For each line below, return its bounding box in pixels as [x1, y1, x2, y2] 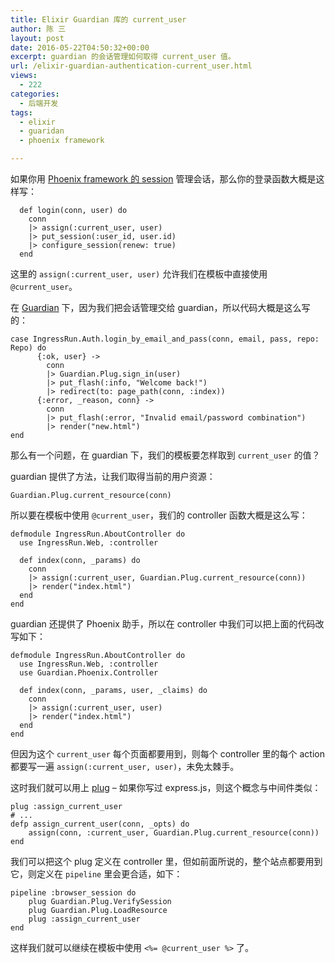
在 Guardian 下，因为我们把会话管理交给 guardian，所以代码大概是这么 [10, 302, 302, 313]
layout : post [10, 33, 65, 43]
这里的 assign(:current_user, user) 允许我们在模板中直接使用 [10, 268, 268, 280]
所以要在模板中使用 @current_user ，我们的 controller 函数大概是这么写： [10, 509, 308, 521]
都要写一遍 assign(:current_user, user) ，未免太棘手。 [10, 761, 240, 772]
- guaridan [19, 126, 65, 136]
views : [10, 71, 38, 81]
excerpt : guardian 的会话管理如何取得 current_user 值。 [10, 52, 236, 62]
